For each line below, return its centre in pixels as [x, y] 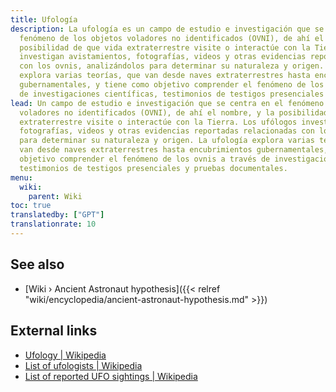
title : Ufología [44, 19]
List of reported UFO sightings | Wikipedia [111, 376]
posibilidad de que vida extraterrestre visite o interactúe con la [165, 47]
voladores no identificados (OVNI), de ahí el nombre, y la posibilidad [174, 112]
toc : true [31, 206]
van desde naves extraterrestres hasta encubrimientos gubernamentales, [174, 150]
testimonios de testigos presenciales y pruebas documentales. [153, 168]
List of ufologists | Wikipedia [83, 365]
